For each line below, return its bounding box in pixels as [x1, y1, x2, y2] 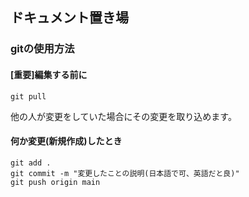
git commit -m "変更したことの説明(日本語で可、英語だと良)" [10, 168, 240, 178]
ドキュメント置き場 [10, 9, 129, 27]
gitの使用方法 [10, 42, 75, 56]
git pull [10, 91, 47, 102]
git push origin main [10, 177, 101, 187]
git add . [10, 158, 52, 168]
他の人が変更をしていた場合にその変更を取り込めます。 [10, 110, 237, 122]
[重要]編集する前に [10, 68, 88, 80]
